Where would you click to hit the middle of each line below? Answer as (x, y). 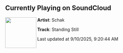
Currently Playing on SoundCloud (58, 8)
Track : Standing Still (58, 29)
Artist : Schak (51, 20)
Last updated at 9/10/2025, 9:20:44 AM (78, 39)
